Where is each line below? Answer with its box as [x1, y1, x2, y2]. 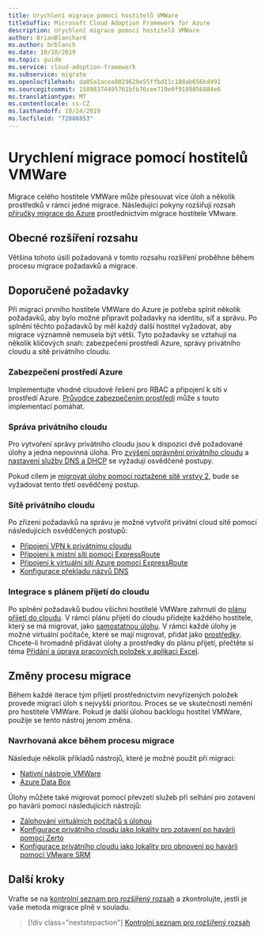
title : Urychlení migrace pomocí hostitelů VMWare [8, 11, 179, 20]
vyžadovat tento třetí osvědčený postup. [8, 480, 140, 489]
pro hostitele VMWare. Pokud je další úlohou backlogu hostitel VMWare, [8, 707, 243, 716]
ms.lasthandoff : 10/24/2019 [8, 108, 101, 116]
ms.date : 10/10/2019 [8, 48, 77, 56]
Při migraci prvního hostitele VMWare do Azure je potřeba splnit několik [8, 305, 241, 314]
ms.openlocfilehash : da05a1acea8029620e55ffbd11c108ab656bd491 [8, 78, 221, 86]
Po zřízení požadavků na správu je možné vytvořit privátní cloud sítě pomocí [8, 518, 257, 527]
